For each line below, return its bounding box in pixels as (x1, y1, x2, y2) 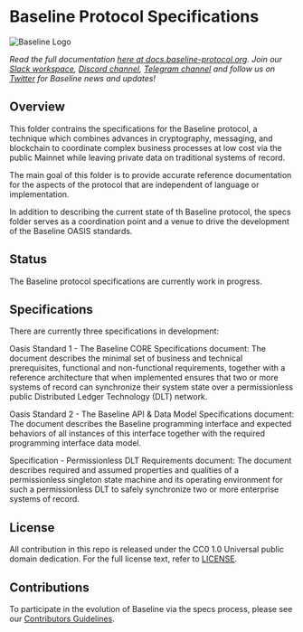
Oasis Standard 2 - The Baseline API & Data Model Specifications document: (9, 409, 295, 420)
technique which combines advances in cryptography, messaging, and (9, 133, 273, 144)
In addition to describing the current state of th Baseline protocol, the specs (9, 206, 291, 217)
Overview (9, 99, 66, 115)
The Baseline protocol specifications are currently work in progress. (9, 276, 262, 287)
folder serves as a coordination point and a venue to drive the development (9, 215, 289, 227)
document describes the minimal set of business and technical (9, 353, 243, 363)
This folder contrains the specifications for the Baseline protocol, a (9, 123, 258, 134)
